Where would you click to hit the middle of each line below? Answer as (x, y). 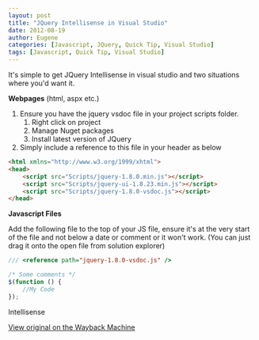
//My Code (39, 289)
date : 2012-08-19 (37, 30)
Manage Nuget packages (73, 130)
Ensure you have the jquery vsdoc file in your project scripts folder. (129, 114)
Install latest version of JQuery (82, 139)
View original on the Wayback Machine (72, 327)
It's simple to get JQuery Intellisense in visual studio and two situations (124, 75)
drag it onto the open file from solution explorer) (87, 246)
